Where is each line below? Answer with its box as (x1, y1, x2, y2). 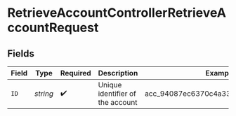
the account (98, 98, 138, 107)
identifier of (98, 89, 137, 99)
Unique (98, 80, 122, 89)
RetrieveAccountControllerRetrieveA (7, 5, 227, 21)
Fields (7, 48, 35, 59)
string (34, 89, 54, 99)
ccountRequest (7, 20, 99, 36)
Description (98, 68, 138, 78)
